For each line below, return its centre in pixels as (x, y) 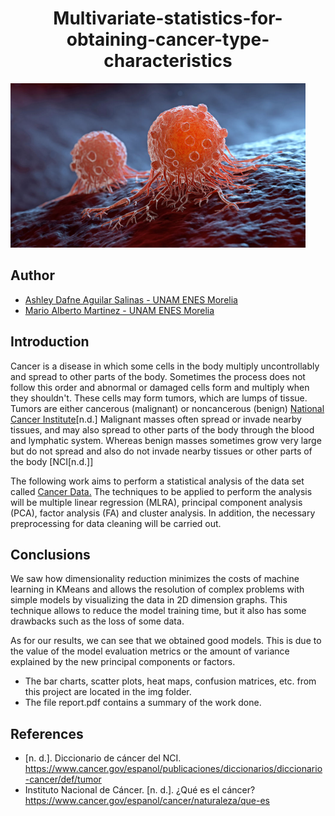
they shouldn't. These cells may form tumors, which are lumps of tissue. (159, 398)
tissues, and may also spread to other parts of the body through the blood (162, 429)
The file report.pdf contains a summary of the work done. (143, 703)
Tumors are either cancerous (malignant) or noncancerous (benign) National (167, 408)
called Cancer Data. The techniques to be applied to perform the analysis (161, 491)
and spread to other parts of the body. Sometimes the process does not (158, 376)
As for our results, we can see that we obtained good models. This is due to (166, 641)
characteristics (168, 61)
